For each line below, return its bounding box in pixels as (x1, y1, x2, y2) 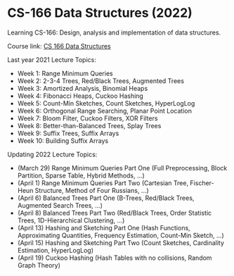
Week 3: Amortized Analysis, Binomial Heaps (17, 84, 148, 92)
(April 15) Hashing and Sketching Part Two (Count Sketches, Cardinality (17, 238, 225, 247)
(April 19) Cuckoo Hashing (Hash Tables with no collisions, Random (17, 253, 212, 262)
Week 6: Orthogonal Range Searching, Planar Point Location (17, 106, 192, 115)
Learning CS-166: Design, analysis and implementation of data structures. (7, 28, 221, 37)
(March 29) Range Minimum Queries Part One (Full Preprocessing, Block (17, 163, 228, 172)
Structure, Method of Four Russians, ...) (34, 186, 149, 194)
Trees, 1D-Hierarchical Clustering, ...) (17, 216, 125, 225)
